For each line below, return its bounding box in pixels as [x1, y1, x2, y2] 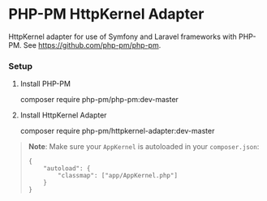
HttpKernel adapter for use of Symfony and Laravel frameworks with [8, 32, 237, 41]
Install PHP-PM [19, 79, 71, 89]
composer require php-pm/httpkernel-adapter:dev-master [19, 126, 215, 136]
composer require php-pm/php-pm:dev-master [19, 95, 179, 105]
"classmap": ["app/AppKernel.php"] [58, 172, 179, 180]
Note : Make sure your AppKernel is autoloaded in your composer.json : [28, 142, 260, 152]
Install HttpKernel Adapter [19, 110, 107, 120]
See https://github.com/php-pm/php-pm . [23, 40, 161, 49]
